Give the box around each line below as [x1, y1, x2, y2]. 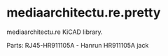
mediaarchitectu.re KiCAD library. [6, 28, 103, 36]
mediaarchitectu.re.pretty [6, 5, 161, 21]
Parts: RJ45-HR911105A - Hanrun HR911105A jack [6, 41, 149, 49]
